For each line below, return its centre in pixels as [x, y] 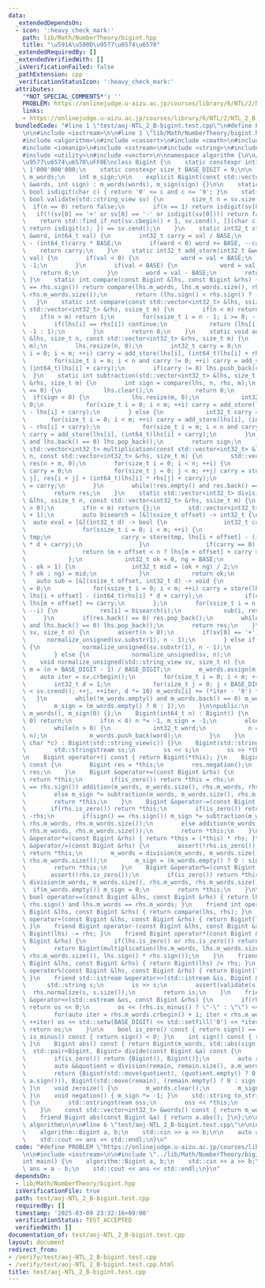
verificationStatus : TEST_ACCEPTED [74, 1220]
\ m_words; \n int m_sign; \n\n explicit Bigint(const [121, 177]
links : [33, 111]
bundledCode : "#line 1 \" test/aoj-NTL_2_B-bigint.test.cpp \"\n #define [134, 126]
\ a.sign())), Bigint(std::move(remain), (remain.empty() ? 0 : [130, 1081]
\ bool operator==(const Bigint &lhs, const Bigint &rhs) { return [135, 897]
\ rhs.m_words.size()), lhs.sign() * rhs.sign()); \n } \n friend [141, 956]
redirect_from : [33, 1249]
